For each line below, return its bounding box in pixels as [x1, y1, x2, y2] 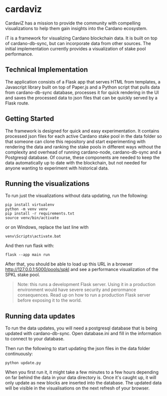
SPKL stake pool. [5, 271, 40, 278]
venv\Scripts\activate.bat [5, 234, 61, 239]
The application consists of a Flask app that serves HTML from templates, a [5, 78, 161, 84]
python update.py [5, 360, 41, 365]
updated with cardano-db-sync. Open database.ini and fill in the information [5, 330, 162, 336]
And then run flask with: [5, 242, 54, 248]
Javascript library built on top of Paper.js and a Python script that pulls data [5, 84, 161, 90]
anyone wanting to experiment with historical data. [5, 165, 109, 171]
